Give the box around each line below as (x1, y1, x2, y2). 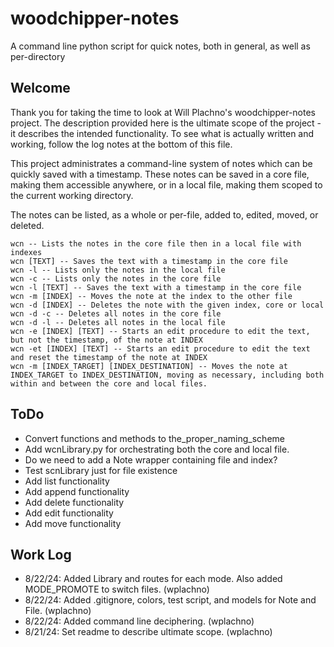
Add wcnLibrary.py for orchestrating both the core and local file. (24, 443, 290, 455)
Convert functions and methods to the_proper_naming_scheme (24, 432, 285, 444)
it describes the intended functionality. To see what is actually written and (10, 127, 315, 139)
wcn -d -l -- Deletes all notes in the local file (10, 317, 226, 327)
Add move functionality (24, 517, 122, 529)
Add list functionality (24, 475, 110, 487)
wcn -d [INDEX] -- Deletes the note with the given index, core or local (10, 300, 325, 310)
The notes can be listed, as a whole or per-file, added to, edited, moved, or (10, 208, 319, 221)
